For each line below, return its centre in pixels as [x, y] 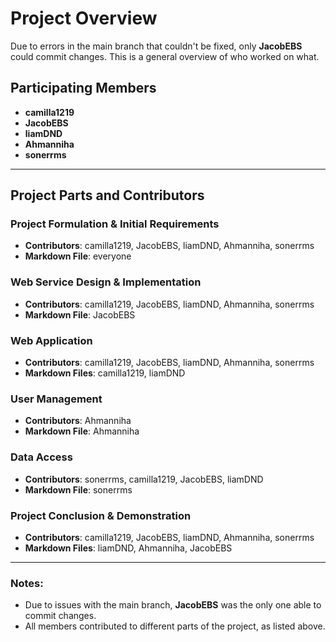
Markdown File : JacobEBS [80, 314]
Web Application [51, 340]
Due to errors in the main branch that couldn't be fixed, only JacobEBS [156, 46]
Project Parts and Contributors [107, 195]
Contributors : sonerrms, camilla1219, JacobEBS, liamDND [144, 479]
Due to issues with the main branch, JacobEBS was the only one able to [173, 605]
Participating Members [83, 88]
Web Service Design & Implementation [106, 282]
